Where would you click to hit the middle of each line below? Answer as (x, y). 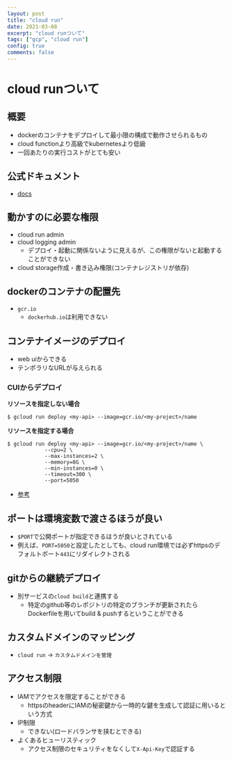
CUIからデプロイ (35, 388)
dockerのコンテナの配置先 (64, 291)
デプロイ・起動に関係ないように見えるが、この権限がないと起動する (125, 250)
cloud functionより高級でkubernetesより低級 (81, 143)
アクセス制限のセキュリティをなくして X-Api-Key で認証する (111, 748)
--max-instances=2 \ (74, 457)
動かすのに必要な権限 (53, 217)
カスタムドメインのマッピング (71, 638)
